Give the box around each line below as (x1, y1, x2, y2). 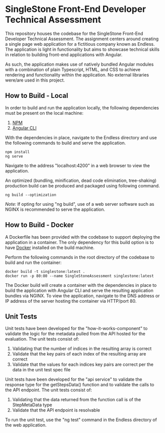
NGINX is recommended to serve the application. (5, 206, 106, 212)
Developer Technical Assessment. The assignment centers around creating (5, 36, 159, 42)
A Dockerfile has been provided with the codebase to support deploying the (5, 234, 160, 240)
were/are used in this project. (5, 77, 65, 83)
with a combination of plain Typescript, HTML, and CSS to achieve (5, 66, 141, 73)
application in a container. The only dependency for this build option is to (5, 239, 154, 245)
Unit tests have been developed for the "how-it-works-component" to (5, 326, 148, 332)
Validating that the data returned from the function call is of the (12, 397, 141, 403)
